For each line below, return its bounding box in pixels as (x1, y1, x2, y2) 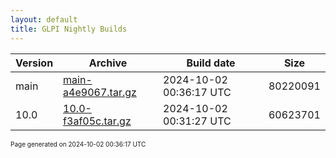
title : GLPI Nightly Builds (10, 24, 128, 34)
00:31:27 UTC (163, 114, 232, 128)
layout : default (10, 14, 78, 25)
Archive (88, 56, 128, 70)
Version (15, 56, 54, 70)
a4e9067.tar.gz (63, 85, 137, 99)
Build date (186, 56, 236, 70)
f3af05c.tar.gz (63, 114, 132, 128)
